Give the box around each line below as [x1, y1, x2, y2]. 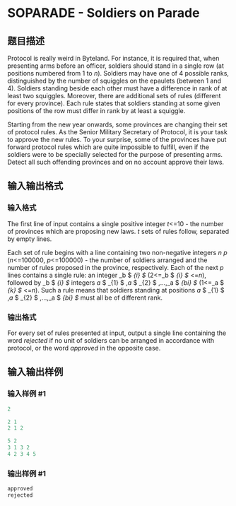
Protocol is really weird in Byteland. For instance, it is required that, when [7, 54, 220, 62]
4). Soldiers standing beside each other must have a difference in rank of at [7, 84, 228, 93]
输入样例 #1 [7, 389, 46, 399]
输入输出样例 [7, 366, 64, 378]
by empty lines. [7, 235, 52, 243]
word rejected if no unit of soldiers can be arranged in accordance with [7, 336, 215, 344]
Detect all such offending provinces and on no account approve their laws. [7, 158, 225, 166]
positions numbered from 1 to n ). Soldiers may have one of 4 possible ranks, [7, 69, 230, 77]
